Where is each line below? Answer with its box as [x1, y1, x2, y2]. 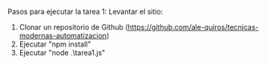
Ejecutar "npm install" [18, 39, 91, 49]
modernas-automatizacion [18, 31, 107, 40]
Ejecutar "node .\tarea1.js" [18, 48, 106, 57]
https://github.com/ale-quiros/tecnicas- [127, 22, 259, 31]
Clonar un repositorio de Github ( [18, 22, 128, 31]
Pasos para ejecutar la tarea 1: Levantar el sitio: [7, 7, 164, 16]
